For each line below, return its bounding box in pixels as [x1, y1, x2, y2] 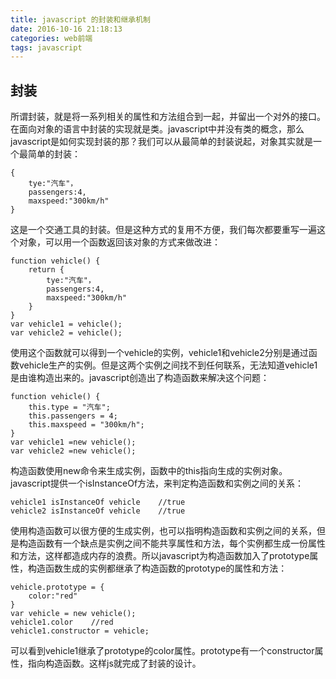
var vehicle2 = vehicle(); [10, 328, 123, 338]
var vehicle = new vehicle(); [10, 609, 137, 619]
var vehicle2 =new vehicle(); [10, 446, 137, 456]
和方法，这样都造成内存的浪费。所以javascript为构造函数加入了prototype [10, 550, 310, 562]
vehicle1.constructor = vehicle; [10, 626, 150, 636]
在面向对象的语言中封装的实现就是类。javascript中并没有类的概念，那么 [10, 123, 305, 135]
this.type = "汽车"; [28, 402, 111, 413]
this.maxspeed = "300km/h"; [28, 420, 145, 430]
